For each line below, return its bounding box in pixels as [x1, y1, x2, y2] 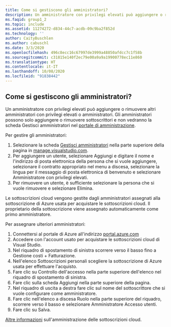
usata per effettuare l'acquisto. [12, 263, 77, 270]
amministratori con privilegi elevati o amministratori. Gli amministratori [5, 111, 152, 117]
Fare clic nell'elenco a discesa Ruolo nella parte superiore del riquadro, [12, 295, 162, 302]
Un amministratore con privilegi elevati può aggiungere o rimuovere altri [5, 106, 156, 112]
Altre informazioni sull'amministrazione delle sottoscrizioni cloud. [5, 316, 142, 322]
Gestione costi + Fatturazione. [12, 252, 76, 258]
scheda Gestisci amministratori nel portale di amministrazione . [5, 122, 136, 128]
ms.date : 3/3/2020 [5, 45, 44, 50]
